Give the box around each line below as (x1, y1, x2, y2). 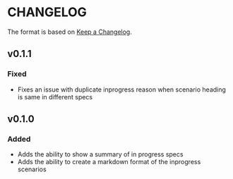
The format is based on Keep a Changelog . (7, 27, 132, 36)
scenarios (17, 165, 47, 173)
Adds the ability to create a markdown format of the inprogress (17, 158, 201, 166)
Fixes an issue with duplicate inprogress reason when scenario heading (17, 85, 226, 94)
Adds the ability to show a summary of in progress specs (17, 150, 184, 159)
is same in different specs (17, 92, 93, 101)
